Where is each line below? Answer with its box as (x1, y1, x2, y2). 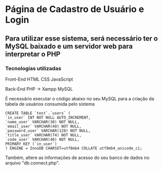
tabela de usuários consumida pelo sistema (5, 101, 95, 107)
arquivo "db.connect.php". (5, 159, 60, 166)
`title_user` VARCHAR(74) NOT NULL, (5, 132, 82, 137)
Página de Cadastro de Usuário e (5, 4, 144, 15)
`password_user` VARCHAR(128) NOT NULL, (5, 128, 91, 133)
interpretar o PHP (5, 50, 61, 58)
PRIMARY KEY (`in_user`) (5, 141, 57, 146)
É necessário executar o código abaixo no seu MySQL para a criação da (5, 95, 154, 101)
